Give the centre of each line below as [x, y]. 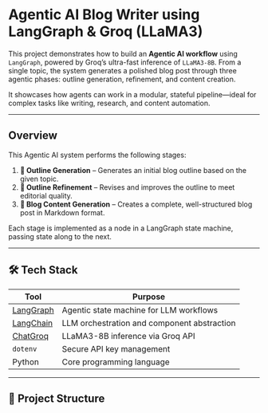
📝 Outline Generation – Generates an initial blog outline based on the [133, 170]
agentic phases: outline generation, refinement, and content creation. [122, 79]
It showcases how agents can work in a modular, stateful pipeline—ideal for [132, 94]
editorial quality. [46, 195]
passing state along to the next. [60, 236]
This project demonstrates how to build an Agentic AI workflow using [123, 53]
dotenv [25, 349]
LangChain [33, 323]
